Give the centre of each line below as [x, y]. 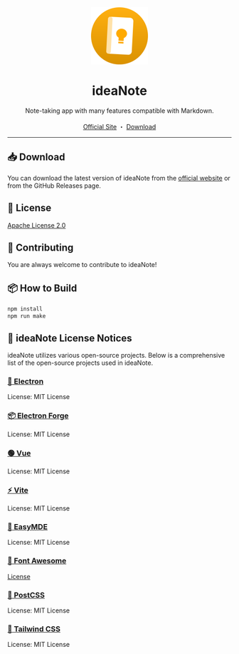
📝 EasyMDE [28, 527]
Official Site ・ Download [119, 126]
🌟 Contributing [41, 247]
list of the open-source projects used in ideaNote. [80, 363]
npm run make [27, 316]
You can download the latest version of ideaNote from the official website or [119, 178]
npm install [25, 309]
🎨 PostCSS [26, 595]
